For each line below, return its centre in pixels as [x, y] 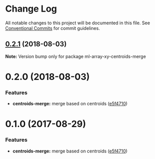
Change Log [31, 9]
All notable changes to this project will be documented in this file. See [78, 23]
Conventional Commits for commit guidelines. [53, 28]
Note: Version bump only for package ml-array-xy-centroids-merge [76, 56]
